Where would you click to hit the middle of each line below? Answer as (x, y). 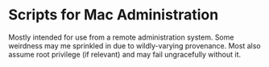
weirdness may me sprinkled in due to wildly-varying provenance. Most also (134, 45)
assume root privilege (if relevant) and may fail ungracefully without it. (125, 54)
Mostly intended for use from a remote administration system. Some (121, 37)
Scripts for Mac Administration (114, 15)
